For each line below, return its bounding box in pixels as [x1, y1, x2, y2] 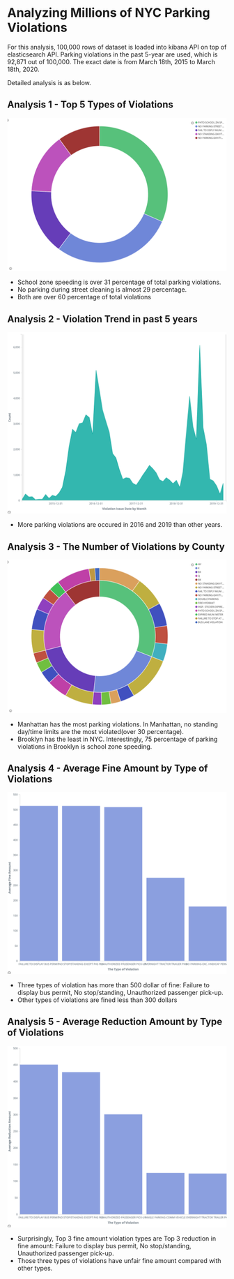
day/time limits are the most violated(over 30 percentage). [17, 727, 185, 735]
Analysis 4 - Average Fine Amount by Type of [7, 763, 208, 774]
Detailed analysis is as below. [7, 78, 92, 87]
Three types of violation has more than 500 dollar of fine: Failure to [17, 980, 210, 989]
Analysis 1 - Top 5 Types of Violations [7, 99, 174, 111]
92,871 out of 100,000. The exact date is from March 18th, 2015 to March [7, 57, 216, 66]
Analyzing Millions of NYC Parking [7, 5, 210, 21]
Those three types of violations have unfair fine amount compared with [17, 1257, 221, 1265]
